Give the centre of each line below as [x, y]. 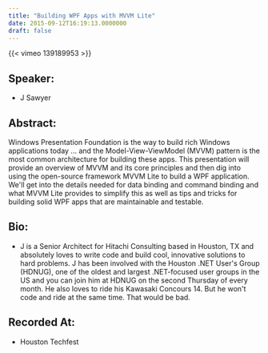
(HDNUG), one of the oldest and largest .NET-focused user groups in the [140, 271]
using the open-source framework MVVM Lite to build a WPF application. [129, 176]
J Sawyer [36, 98]
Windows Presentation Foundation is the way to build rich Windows [119, 142]
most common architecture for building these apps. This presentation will [129, 159]
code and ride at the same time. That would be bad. [105, 297]
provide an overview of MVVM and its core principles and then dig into [125, 168]
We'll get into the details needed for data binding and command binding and [133, 185]
